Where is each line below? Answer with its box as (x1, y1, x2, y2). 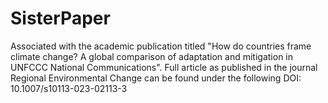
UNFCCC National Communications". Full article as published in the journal (10, 61, 318, 73)
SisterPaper (10, 7, 111, 30)
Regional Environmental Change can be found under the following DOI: (10, 72, 302, 84)
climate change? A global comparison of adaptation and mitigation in (10, 50, 293, 62)
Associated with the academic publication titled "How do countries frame (10, 40, 312, 52)
